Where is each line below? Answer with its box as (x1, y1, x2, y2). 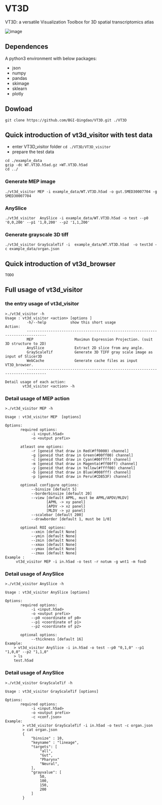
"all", (39, 749, 53, 753)
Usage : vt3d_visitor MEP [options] (5, 414, 81, 420)
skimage (12, 80, 30, 86)
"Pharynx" (39, 757, 60, 762)
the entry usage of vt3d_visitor (5, 300, 79, 307)
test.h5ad (14, 658, 34, 663)
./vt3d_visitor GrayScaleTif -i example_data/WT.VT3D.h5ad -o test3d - (5, 242, 158, 247)
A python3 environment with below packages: (5, 55, 97, 61)
